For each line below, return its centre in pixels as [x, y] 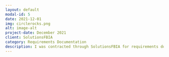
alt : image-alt [21, 28]
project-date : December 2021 [36, 33]
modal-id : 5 [18, 14]
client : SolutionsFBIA [29, 38]
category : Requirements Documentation [46, 42]
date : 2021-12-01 [23, 19]
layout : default [22, 10]
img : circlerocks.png [28, 24]
